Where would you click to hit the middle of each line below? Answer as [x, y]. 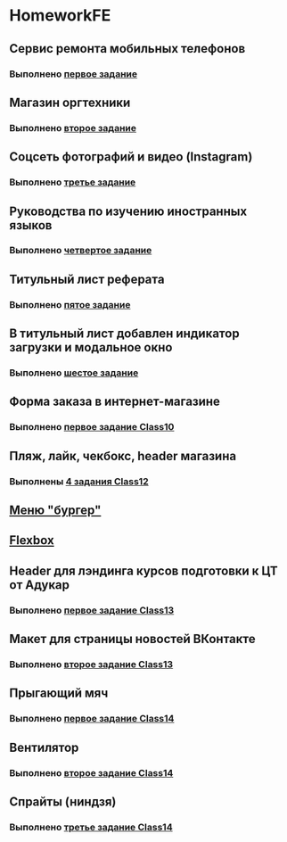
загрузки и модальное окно [91, 347]
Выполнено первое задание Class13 [92, 610]
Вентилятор [44, 747]
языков [31, 225]
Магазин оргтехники [70, 102]
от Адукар [39, 585]
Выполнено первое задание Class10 [92, 427]
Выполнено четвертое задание [81, 251]
